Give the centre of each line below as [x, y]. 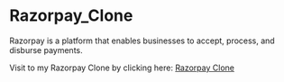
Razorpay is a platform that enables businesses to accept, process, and [142, 41]
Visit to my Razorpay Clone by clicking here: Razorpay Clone [122, 68]
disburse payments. [46, 50]
